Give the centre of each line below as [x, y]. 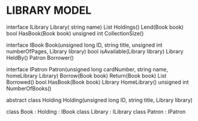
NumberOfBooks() [29, 88]
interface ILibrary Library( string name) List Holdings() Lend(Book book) [95, 27]
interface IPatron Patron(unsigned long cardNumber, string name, [87, 69]
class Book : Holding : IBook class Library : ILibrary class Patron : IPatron [96, 111]
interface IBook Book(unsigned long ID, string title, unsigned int [85, 45]
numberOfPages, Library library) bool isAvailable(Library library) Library [95, 51]
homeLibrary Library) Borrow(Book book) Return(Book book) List [86, 75]
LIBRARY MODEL [49, 10]
